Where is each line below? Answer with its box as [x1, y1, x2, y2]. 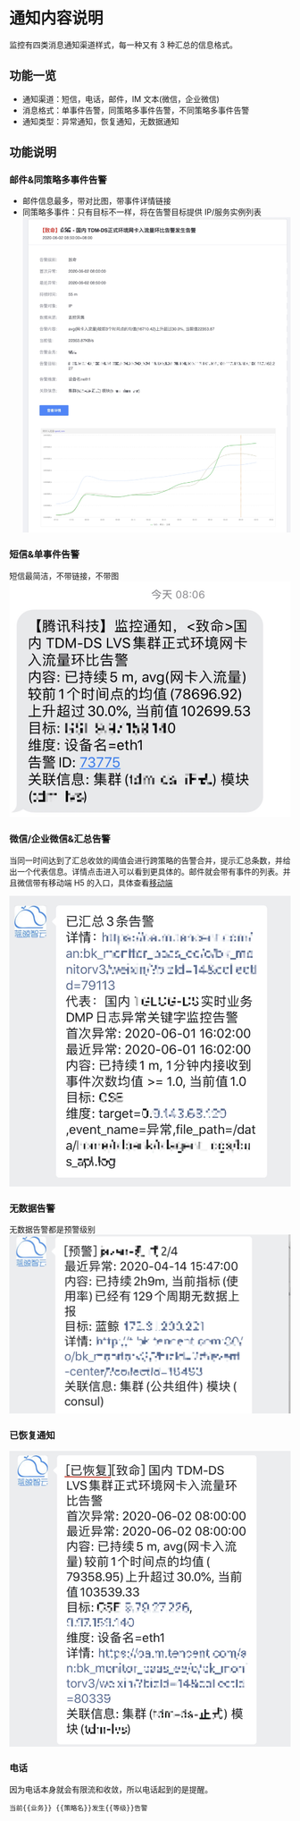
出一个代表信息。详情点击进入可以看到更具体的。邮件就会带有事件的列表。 [9, 866, 283, 877]
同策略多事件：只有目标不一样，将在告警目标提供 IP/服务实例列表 [21, 207, 262, 217]
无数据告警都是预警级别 [9, 1224, 96, 1235]
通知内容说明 [9, 8, 104, 29]
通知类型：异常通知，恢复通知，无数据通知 [21, 115, 179, 126]
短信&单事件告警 [9, 548, 80, 561]
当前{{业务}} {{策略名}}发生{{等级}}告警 [9, 1803, 148, 1812]
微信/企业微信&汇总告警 [9, 833, 111, 845]
